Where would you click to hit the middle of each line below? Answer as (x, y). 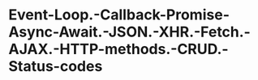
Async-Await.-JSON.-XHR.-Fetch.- (130, 32)
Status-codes (56, 67)
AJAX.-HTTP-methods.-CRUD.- (118, 49)
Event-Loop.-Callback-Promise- (119, 15)
